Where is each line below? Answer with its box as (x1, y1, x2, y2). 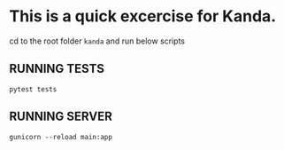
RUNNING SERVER (9, 109, 112, 124)
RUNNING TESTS (9, 61, 104, 76)
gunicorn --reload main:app (9, 132, 113, 141)
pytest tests (9, 84, 58, 94)
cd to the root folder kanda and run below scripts (9, 36, 186, 46)
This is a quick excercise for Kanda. (9, 6, 277, 27)
